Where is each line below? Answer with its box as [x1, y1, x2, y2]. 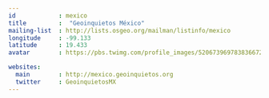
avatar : [8, 49, 62, 57]
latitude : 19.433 [8, 41, 88, 49]
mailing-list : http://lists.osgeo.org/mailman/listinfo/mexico [8, 26, 231, 34]
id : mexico [8, 11, 88, 20]
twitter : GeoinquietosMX [15, 77, 116, 86]
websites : [8, 63, 42, 72]
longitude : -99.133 [8, 33, 91, 42]
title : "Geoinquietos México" [8, 19, 146, 27]
